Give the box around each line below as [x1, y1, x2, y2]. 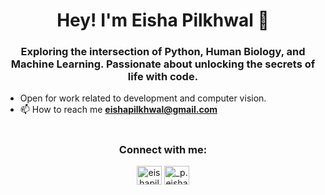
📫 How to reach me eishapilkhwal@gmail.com [19, 104, 218, 116]
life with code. [127, 70, 199, 84]
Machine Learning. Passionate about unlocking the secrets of [10, 57, 316, 71]
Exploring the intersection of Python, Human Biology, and [20, 45, 306, 59]
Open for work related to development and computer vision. [19, 92, 267, 104]
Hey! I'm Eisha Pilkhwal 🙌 [56, 9, 270, 32]
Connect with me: [118, 142, 208, 156]
